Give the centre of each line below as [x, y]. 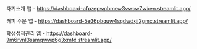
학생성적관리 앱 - [26, 33]
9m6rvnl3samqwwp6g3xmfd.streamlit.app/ [59, 40]
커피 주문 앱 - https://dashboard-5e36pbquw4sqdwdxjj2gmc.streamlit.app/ [97, 21]
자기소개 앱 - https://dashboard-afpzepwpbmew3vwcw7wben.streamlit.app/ [98, 8]
